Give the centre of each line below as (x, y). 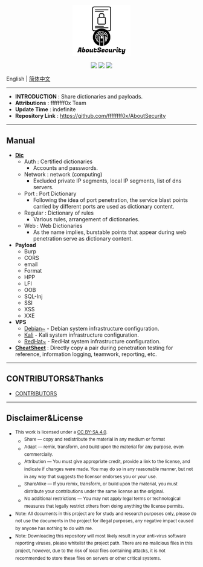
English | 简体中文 (28, 79)
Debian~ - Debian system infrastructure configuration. (92, 328)
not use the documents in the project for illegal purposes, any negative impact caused (104, 521)
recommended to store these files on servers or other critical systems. (88, 558)
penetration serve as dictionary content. (83, 238)
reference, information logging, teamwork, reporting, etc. (86, 354)
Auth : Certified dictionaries (58, 161)
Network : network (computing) (63, 174)
